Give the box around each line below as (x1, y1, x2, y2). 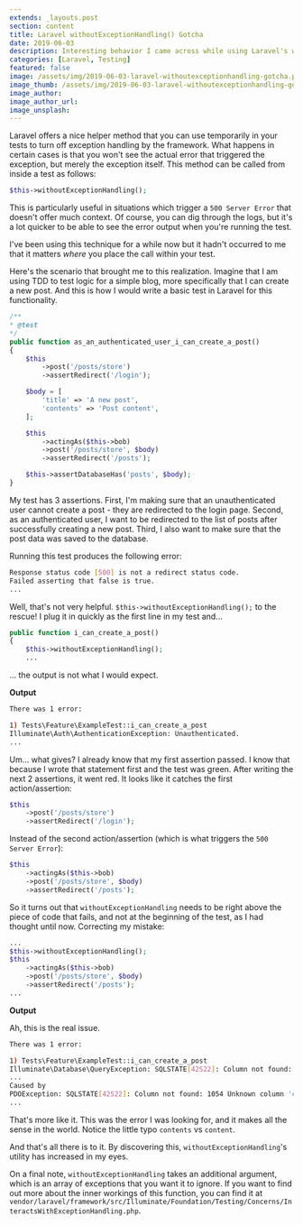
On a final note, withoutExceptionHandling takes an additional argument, (9, 1168, 278, 1179)
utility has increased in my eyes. (9, 1151, 129, 1162)
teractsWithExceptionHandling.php (9, 1206, 140, 1216)
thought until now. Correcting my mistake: (9, 921, 165, 932)
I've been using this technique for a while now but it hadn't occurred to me (9, 239, 287, 250)
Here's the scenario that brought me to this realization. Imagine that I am (9, 266, 278, 277)
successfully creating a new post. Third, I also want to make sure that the (9, 523, 281, 534)
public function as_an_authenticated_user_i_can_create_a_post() (9, 337, 260, 346)
